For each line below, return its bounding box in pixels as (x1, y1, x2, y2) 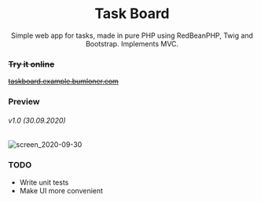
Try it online (8, 58, 55, 69)
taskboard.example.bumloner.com (8, 76, 119, 86)
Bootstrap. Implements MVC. (85, 39, 179, 48)
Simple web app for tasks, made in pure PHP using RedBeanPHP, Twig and (10, 31, 254, 40)
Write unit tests (19, 178, 69, 187)
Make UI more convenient (19, 185, 104, 195)
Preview (8, 96, 40, 107)
